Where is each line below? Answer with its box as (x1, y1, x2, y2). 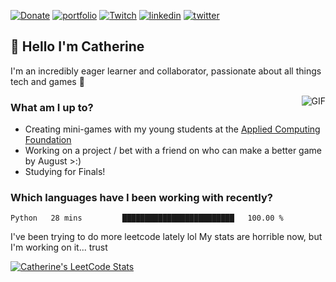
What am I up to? (10, 100, 94, 114)
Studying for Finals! (24, 166, 106, 178)
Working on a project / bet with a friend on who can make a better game (24, 145, 322, 157)
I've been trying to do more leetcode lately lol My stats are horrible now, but (10, 231, 323, 243)
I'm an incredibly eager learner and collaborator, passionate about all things (10, 65, 322, 77)
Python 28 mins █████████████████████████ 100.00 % (10, 213, 284, 224)
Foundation (24, 134, 72, 146)
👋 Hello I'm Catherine (10, 38, 145, 55)
